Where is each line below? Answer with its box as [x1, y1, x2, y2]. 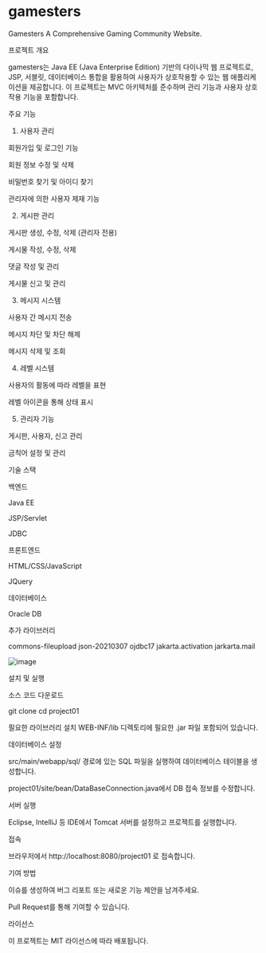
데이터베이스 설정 [8, 739, 62, 749]
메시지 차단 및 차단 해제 [8, 329, 81, 339]
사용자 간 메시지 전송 [8, 312, 72, 321]
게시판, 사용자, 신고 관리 [8, 431, 83, 440]
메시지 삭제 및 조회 [8, 346, 66, 356]
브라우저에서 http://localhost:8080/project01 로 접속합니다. [8, 851, 196, 860]
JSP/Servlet [8, 513, 48, 522]
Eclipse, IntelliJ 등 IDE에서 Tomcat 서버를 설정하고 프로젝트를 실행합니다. [8, 817, 237, 827]
